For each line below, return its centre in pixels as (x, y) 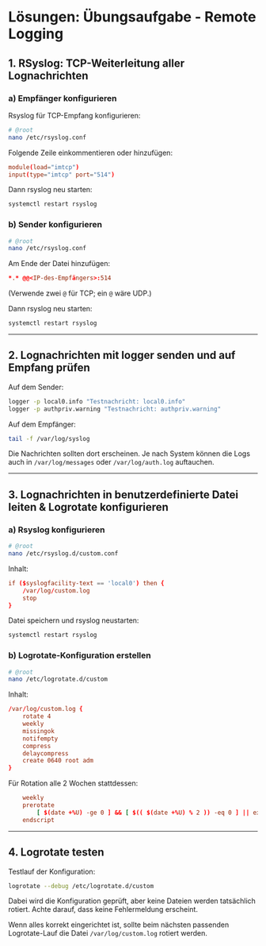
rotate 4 (37, 716)
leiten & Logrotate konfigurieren (88, 507)
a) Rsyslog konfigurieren (57, 530)
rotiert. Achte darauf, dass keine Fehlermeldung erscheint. (103, 909)
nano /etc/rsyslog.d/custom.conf (63, 554)
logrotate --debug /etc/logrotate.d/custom (81, 886)
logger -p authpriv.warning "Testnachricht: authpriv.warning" (115, 409)
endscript (39, 820)
